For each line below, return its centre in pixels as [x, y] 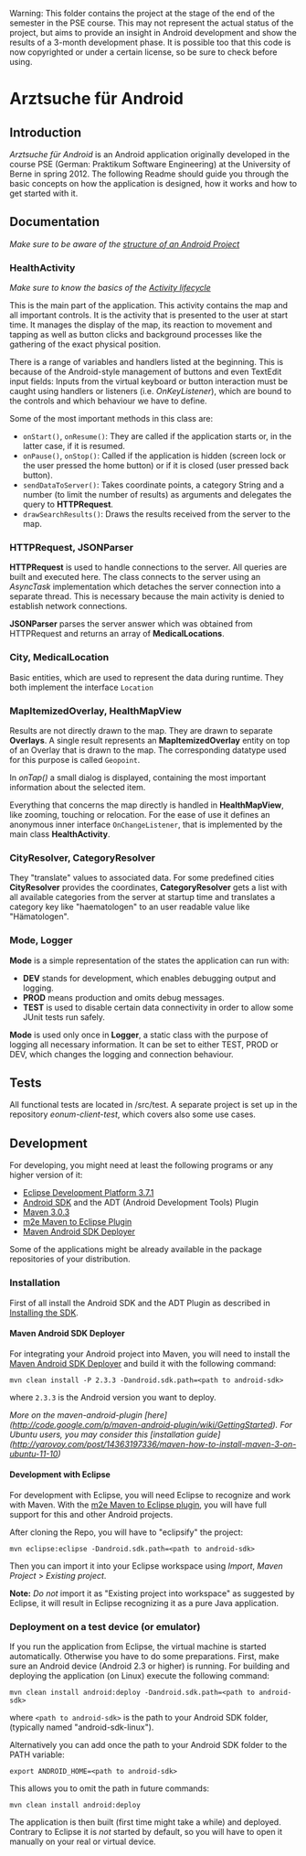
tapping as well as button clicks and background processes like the [136, 335]
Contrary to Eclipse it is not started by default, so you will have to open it [146, 1832]
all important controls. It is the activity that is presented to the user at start [149, 316]
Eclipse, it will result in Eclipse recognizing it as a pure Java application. [144, 1603]
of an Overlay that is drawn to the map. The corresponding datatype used [148, 750]
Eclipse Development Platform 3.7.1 [88, 1193]
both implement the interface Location [81, 687]
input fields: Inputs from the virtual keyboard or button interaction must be [149, 381]
